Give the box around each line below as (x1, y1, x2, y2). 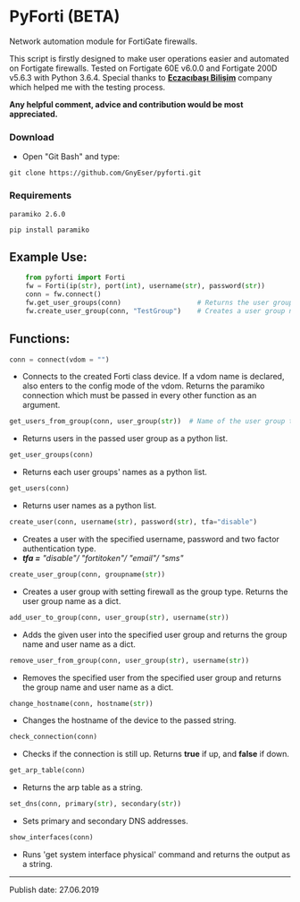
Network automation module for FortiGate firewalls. (9, 36, 198, 47)
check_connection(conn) (9, 732, 98, 742)
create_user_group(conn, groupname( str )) (9, 570, 166, 579)
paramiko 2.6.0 (9, 209, 66, 218)
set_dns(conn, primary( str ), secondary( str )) (9, 799, 181, 809)
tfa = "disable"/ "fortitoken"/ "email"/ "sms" (21, 552, 185, 563)
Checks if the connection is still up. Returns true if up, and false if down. (21, 749, 290, 760)
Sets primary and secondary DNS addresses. (21, 816, 189, 827)
